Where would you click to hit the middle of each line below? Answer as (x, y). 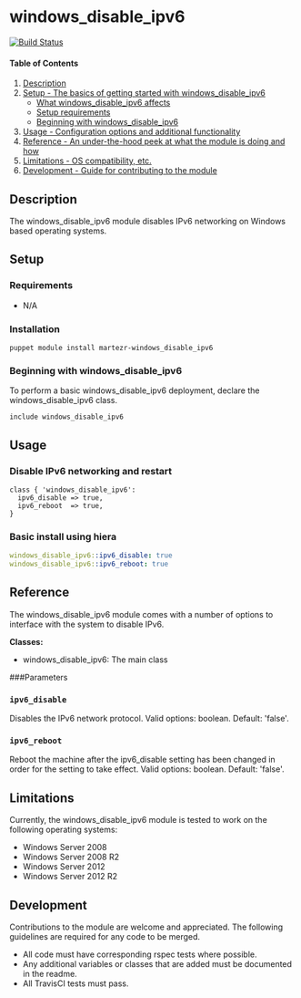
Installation (35, 328)
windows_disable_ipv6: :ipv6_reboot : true (89, 564)
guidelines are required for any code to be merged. (105, 936)
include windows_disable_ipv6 (67, 417)
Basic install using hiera (63, 536)
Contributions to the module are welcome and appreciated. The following (146, 927)
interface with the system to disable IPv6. (87, 624)
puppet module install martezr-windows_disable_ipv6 (111, 348)
